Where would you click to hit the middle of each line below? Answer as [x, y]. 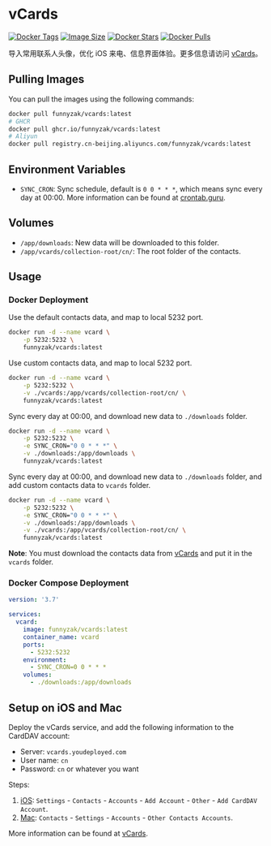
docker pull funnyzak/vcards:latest [70, 114]
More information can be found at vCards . [78, 833]
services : [25, 615]
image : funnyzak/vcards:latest [76, 630]
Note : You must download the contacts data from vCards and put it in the [130, 554]
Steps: [19, 784]
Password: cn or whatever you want [79, 769]
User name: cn [44, 760]
